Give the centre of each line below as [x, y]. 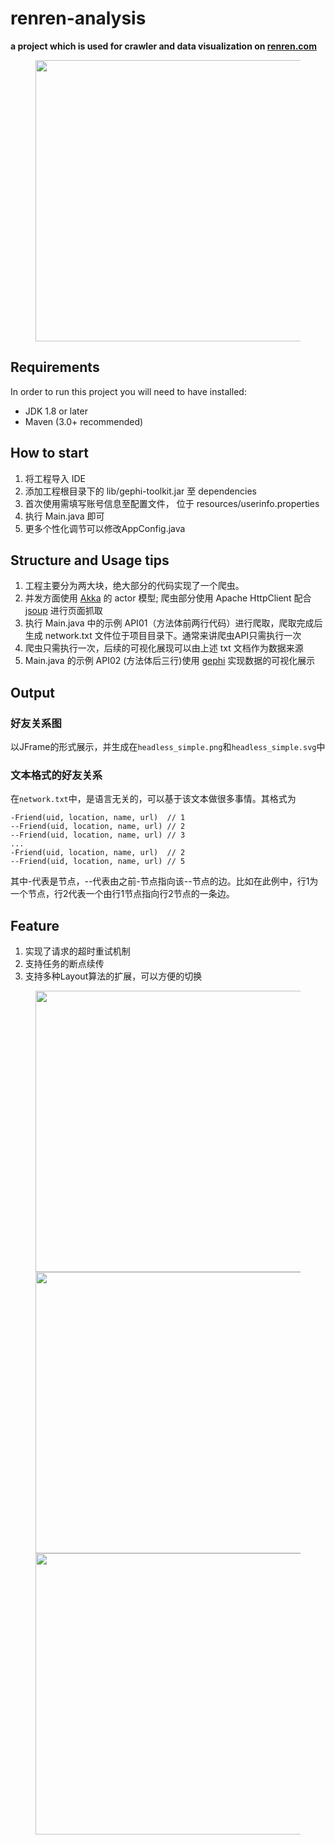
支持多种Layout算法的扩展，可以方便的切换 [113, 976]
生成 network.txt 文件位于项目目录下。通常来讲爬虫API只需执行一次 [163, 636]
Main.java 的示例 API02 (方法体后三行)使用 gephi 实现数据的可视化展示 [170, 661]
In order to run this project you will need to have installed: [128, 391]
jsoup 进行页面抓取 [63, 611]
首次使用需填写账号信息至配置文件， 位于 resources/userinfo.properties [172, 503]
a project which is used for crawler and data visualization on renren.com [163, 46]
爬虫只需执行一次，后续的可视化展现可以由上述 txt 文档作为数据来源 [164, 648]
